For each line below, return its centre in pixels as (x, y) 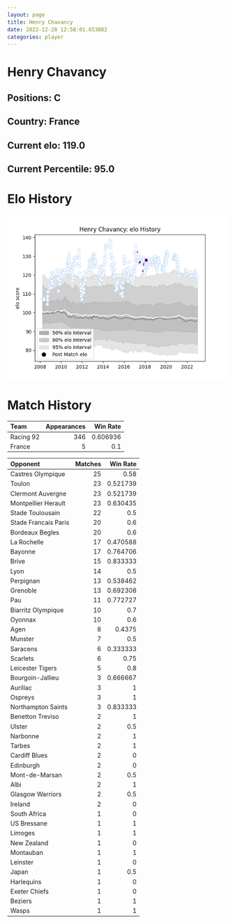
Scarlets (22, 658)
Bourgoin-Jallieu (35, 678)
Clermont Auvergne (38, 493)
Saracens (24, 648)
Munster (22, 639)
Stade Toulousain (35, 513)
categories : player (36, 37)
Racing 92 (25, 437)
